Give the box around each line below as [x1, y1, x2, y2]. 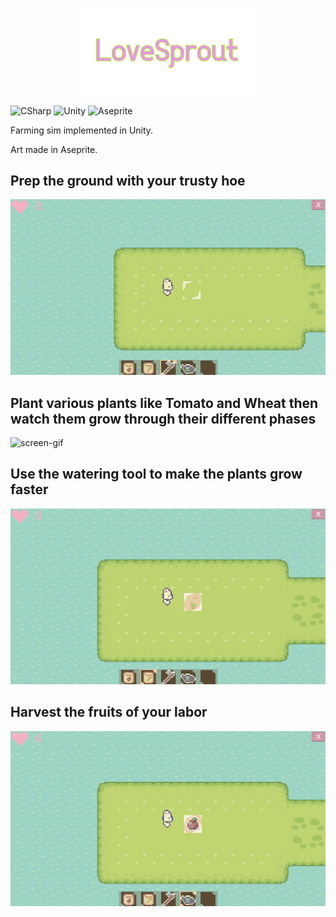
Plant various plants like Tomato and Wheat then [10, 394, 319, 412]
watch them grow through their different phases [10, 410, 317, 427]
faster [10, 481, 49, 498]
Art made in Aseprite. [10, 143, 98, 155]
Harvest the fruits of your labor [10, 704, 208, 721]
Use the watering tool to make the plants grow [10, 466, 303, 483]
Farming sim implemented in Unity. [10, 124, 154, 136]
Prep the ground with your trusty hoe [10, 172, 246, 189]
